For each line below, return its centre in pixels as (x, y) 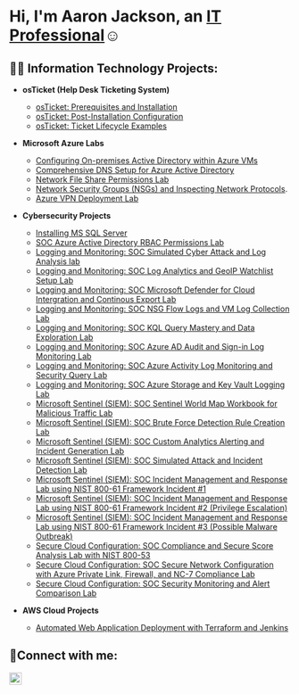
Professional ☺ (65, 35)
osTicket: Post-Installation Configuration (109, 116)
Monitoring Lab (63, 356)
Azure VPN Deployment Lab (87, 198)
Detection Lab (61, 470)
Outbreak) (54, 536)
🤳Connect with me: (63, 656)
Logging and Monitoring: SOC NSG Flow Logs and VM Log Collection (162, 309)
